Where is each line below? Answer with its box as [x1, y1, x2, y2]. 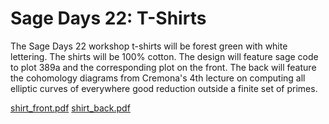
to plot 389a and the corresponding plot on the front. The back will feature [10, 61, 317, 73]
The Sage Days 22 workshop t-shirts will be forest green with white [10, 40, 288, 52]
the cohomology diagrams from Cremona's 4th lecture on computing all [10, 72, 306, 84]
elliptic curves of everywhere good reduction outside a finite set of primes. [10, 82, 318, 94]
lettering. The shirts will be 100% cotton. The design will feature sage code [10, 50, 319, 62]
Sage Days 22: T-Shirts [10, 7, 207, 30]
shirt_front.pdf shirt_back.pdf [10, 102, 131, 114]
